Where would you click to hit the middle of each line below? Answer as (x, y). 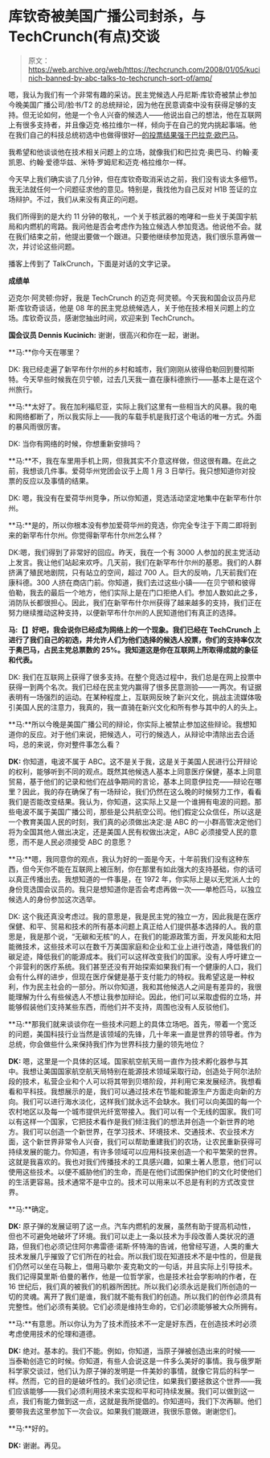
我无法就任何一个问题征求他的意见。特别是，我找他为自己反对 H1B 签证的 (129, 189)
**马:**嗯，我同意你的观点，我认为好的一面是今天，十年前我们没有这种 (126, 859)
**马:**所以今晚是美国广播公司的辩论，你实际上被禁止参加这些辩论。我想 (129, 724)
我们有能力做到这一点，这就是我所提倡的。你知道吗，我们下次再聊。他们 (142, 1401)
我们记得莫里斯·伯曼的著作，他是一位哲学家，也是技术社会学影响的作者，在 (133, 1276)
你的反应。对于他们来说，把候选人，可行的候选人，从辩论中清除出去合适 (135, 734)
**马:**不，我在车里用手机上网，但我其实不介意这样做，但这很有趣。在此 (129, 460)
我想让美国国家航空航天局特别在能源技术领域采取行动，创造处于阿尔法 (138, 1071)
